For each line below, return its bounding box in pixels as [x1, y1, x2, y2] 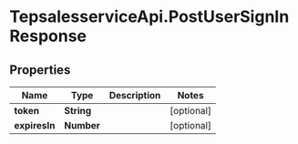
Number [63, 119, 100, 131]
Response [9, 26, 87, 46]
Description [108, 89, 161, 101]
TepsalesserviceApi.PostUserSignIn [9, 6, 290, 27]
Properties [9, 62, 71, 77]
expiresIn [14, 119, 56, 131]
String [63, 105, 92, 117]
